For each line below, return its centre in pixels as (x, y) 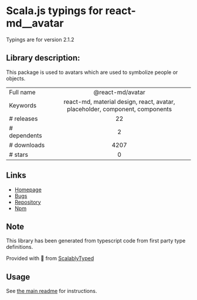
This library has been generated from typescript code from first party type (96, 241)
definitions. (20, 247)
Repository (28, 202)
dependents (26, 135)
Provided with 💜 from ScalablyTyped (50, 258)
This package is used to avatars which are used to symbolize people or (92, 72)
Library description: (43, 58)
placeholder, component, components (119, 109)
